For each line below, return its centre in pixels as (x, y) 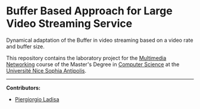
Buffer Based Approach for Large (89, 11)
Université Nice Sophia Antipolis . (46, 70)
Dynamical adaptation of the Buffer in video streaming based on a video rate (100, 40)
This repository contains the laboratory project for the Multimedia (86, 58)
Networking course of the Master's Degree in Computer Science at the (93, 64)
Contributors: (23, 88)
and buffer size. (25, 46)
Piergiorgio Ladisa (37, 99)
